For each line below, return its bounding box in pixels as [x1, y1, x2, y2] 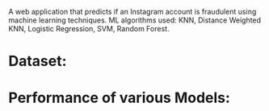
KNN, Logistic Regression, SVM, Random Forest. [8, 24, 170, 33]
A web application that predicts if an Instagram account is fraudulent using [8, 7, 257, 16]
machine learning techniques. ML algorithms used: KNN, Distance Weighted [8, 15, 261, 25]
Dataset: [8, 52, 67, 71]
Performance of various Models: [8, 88, 230, 107]
